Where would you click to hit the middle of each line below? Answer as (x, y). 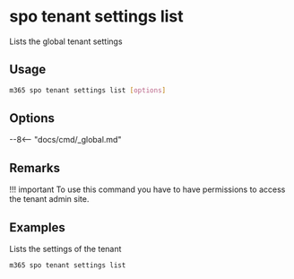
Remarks (35, 168)
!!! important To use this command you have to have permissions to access (147, 189)
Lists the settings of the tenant (65, 249)
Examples (37, 227)
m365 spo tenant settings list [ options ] (88, 90)
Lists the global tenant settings (66, 41)
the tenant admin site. (49, 199)
